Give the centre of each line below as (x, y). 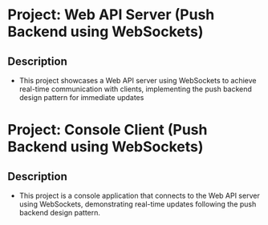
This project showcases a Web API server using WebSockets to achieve (138, 80)
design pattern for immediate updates (81, 97)
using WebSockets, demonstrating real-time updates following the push (138, 204)
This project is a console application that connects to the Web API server (139, 195)
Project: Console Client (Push (108, 130)
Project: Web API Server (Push (111, 15)
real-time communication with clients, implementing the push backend (135, 89)
